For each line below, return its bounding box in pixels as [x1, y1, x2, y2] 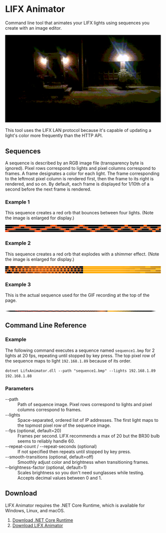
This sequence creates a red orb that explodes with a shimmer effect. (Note [5, 251, 160, 257]
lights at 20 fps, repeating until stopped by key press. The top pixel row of [5, 352, 156, 359]
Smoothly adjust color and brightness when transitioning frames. [17, 459, 150, 465]
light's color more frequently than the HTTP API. [5, 132, 103, 139]
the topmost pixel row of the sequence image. [17, 422, 111, 428]
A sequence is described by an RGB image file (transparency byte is [5, 160, 144, 166]
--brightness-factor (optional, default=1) [5, 464, 87, 470]
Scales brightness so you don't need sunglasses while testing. [17, 469, 145, 475]
